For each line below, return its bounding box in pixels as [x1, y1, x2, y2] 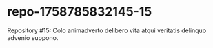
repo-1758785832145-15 [7, 4, 152, 20]
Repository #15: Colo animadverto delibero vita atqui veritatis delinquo [7, 26, 207, 34]
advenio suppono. [7, 33, 59, 41]
